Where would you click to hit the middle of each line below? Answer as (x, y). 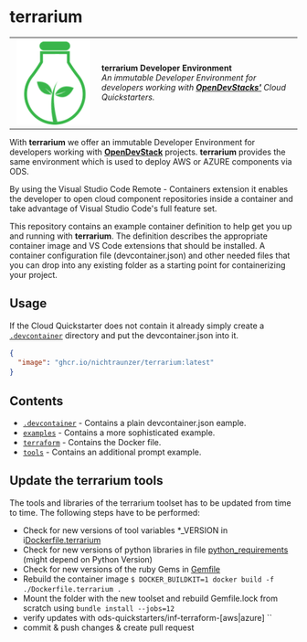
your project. (33, 274)
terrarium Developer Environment (167, 68)
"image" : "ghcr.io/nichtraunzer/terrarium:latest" (116, 363)
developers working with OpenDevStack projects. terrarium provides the (148, 152)
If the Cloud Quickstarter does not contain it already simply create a (137, 326)
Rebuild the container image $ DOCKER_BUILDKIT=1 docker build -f (148, 579)
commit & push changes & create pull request (108, 627)
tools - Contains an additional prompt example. (112, 452)
